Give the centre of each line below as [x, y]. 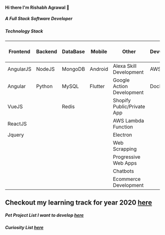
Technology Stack [24, 31]
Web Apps [125, 163]
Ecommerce [127, 179]
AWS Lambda [128, 120]
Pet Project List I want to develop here [44, 215]
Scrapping [125, 149]
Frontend [19, 51]
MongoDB [73, 69]
